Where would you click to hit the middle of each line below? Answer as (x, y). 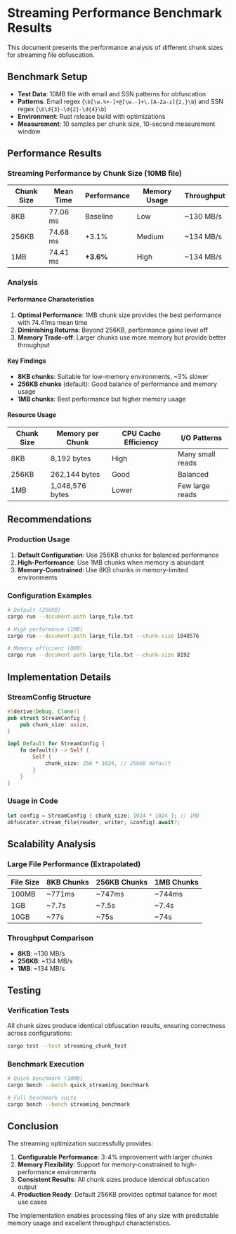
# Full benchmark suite (42, 1098)
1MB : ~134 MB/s (41, 968)
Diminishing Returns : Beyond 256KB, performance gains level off (113, 330)
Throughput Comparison (51, 938)
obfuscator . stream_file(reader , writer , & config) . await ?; (94, 822)
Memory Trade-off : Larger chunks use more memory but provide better (122, 337)
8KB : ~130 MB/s (41, 953)
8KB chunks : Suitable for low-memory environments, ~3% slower (113, 376)
